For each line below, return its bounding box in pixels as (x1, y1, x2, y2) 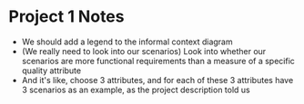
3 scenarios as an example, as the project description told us (21, 84, 251, 95)
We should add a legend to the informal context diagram (21, 36, 233, 47)
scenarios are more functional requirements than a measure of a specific (21, 55, 295, 66)
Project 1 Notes (8, 6, 125, 27)
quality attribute (21, 65, 82, 76)
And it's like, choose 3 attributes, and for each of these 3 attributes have (21, 74, 294, 85)
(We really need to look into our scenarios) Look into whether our (21, 45, 267, 56)
